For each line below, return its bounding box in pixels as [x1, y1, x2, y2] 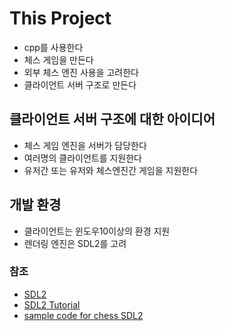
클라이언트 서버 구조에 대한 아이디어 [9, 111, 216, 128]
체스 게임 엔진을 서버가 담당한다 [23, 139, 147, 151]
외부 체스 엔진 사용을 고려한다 [23, 66, 139, 78]
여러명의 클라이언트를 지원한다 [23, 152, 142, 164]
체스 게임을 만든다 [23, 53, 94, 66]
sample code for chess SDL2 [23, 309, 144, 321]
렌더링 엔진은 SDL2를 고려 [23, 237, 127, 249]
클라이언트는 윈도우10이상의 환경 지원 [23, 225, 171, 237]
